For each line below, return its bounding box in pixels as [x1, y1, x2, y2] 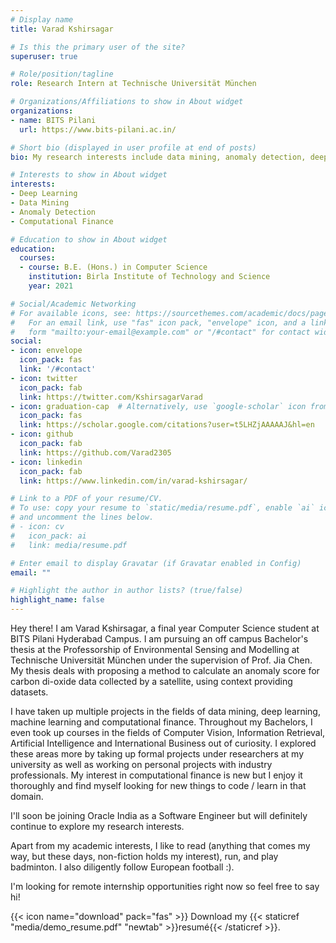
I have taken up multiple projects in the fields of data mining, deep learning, [10, 706, 321, 717]
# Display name [10, 14, 74, 25]
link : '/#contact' [19, 364, 97, 374]
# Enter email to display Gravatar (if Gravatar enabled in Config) [10, 558, 302, 568]
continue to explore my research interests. [10, 821, 185, 832]
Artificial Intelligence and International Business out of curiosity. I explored [10, 737, 317, 749]
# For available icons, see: [10, 308, 132, 318]
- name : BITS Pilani [10, 115, 97, 125]
